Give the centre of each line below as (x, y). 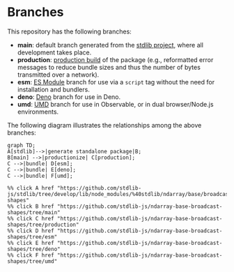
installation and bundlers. (54, 89)
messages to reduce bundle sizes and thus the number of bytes (109, 67)
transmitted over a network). (58, 75)
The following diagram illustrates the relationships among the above (104, 125)
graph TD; (22, 145)
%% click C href (31, 218)
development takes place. (54, 52)
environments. (38, 112)
